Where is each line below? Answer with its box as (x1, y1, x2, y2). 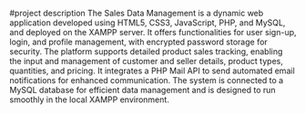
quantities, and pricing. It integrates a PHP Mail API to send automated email (9, 65, 296, 76)
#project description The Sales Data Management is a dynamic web (9, 8, 264, 18)
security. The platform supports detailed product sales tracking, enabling (9, 46, 283, 57)
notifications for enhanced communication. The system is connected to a (9, 75, 284, 85)
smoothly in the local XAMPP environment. (9, 94, 170, 105)
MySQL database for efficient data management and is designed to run (9, 85, 276, 95)
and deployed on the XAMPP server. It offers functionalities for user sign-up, (9, 27, 298, 37)
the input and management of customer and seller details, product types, (9, 56, 284, 66)
